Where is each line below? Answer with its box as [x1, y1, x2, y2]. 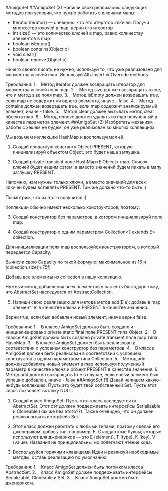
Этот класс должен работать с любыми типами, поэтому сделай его [12, 423, 160, 429]
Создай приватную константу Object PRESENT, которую [12, 144, 133, 150]
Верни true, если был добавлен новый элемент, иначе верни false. [5, 314, 148, 320]
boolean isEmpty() [12, 41, 51, 47]
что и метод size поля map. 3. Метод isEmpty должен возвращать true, [5, 92, 159, 98]
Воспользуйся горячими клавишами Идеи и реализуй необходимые [12, 449, 159, 455]
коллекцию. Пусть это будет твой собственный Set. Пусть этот [22, 382, 157, 388]
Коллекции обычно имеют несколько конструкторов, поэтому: [5, 204, 140, 210]
